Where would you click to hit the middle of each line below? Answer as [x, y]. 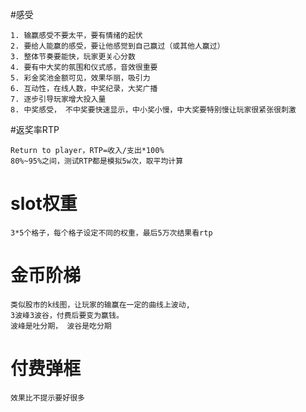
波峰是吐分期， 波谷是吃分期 [61, 326]
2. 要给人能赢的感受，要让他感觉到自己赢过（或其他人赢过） [117, 46]
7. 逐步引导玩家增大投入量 [58, 99]
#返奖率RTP [35, 129]
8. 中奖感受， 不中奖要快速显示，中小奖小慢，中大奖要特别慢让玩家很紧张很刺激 [153, 110]
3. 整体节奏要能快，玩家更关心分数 [73, 57]
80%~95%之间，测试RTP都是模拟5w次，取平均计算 [97, 161]
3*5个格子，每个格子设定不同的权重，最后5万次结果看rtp [111, 233]
